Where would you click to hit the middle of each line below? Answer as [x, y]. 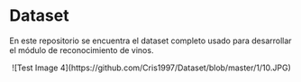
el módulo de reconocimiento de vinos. [82, 50]
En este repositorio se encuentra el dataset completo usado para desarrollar [150, 41]
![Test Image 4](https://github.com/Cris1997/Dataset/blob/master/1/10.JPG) [151, 68]
